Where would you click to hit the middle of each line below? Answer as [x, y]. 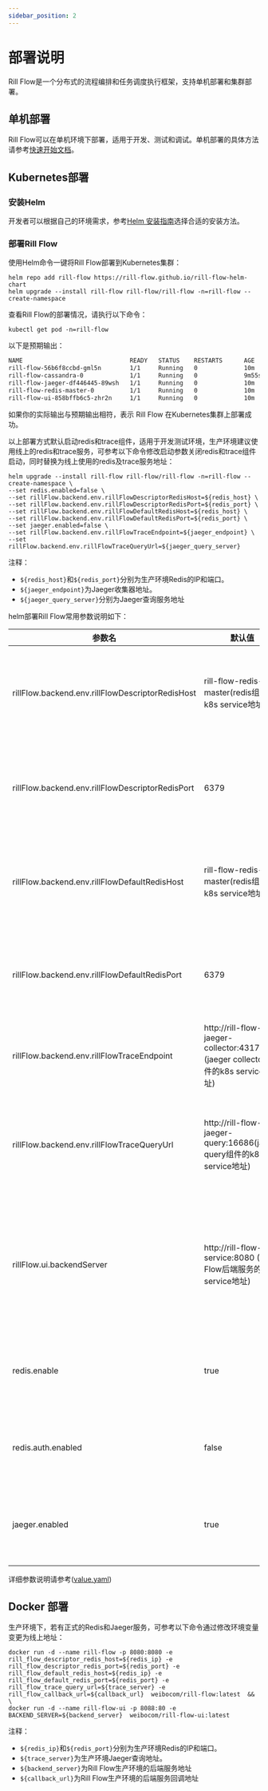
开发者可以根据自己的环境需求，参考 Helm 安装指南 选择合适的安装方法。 [126, 221]
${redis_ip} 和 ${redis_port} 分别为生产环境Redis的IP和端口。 [120, 1749]
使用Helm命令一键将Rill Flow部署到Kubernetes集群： [95, 263]
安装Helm [27, 202]
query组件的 [227, 1154]
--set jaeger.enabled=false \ [59, 525]
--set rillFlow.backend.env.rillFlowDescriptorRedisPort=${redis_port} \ [134, 505]
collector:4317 [232, 1047]
